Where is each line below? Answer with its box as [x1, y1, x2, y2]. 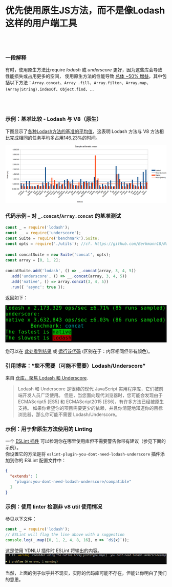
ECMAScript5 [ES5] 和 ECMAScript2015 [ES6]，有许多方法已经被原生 [17, 399, 164, 405]
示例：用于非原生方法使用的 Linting [5, 426, 93, 433]
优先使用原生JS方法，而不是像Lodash [5, 5, 165, 16]
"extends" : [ [10, 474, 38, 479]
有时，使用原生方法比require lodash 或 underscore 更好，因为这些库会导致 [5, 67, 163, 73]
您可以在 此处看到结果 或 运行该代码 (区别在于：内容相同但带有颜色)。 [5, 348, 153, 354]
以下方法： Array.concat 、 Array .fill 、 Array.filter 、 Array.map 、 [9, 80, 151, 86]
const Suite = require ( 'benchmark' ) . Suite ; [5, 236, 100, 241]
